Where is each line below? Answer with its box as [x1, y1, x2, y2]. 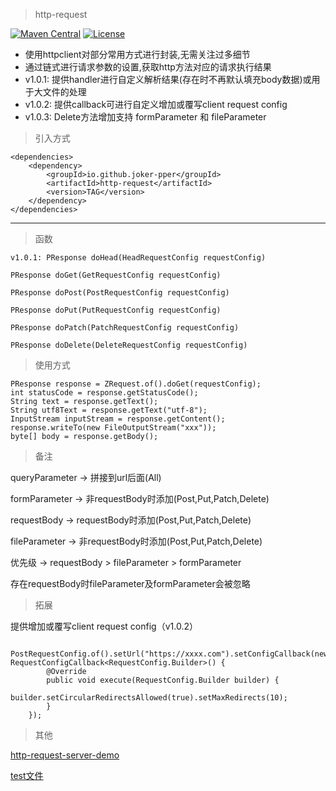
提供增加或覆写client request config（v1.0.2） [10, 620, 198, 632]
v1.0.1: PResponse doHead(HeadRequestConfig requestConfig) [10, 253, 267, 263]
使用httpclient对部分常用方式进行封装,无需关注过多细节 [24, 49, 251, 60]
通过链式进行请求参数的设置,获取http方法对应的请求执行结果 [24, 61, 272, 73]
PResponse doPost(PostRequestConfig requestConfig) [10, 288, 230, 298]
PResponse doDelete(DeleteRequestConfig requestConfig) [10, 340, 248, 350]
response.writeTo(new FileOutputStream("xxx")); [10, 423, 217, 433]
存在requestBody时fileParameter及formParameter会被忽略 [10, 578, 251, 589]
